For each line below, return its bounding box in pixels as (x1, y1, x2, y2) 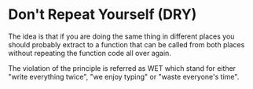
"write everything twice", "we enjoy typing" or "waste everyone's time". (8, 72, 240, 81)
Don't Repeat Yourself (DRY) (8, 6, 197, 24)
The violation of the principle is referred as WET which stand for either (8, 63, 236, 72)
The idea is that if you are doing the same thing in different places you (8, 32, 235, 41)
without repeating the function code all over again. (8, 48, 171, 57)
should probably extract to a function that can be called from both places (8, 39, 245, 49)
